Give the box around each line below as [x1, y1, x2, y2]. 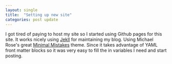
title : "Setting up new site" [5, 12, 72, 17]
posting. [5, 53, 23, 59]
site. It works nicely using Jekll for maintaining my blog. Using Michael [5, 36, 154, 42]
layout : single [5, 7, 38, 13]
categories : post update [5, 17, 58, 22]
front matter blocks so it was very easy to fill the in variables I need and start [5, 47, 167, 54]
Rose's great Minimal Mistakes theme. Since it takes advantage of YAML [5, 42, 158, 48]
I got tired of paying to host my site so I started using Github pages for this [5, 31, 162, 37]
